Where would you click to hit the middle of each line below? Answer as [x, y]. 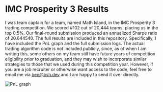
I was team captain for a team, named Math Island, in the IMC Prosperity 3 [80, 23]
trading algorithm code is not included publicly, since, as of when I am [76, 48]
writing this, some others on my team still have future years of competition [80, 54]
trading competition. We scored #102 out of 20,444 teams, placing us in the [82, 27]
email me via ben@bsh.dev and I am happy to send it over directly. [72, 74]
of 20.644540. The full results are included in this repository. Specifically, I [81, 38]
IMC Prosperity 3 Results [57, 9]
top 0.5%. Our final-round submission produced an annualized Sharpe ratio [81, 33]
